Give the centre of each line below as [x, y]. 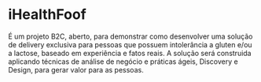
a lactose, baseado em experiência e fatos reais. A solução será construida [130, 53]
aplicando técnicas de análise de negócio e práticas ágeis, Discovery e [123, 61]
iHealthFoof [47, 15]
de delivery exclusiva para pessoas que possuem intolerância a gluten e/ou [130, 44]
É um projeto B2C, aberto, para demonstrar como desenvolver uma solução [130, 36]
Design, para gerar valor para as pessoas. [76, 69]
